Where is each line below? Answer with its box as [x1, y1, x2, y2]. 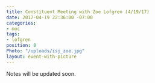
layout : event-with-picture [6, 54, 77, 60]
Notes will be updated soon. [6, 70, 76, 77]
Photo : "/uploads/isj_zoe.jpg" [6, 48, 85, 54]
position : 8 [6, 43, 36, 49]
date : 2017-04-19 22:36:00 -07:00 [6, 14, 93, 20]
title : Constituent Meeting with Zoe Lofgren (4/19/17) [6, 8, 150, 15]
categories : [6, 20, 36, 26]
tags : [6, 31, 20, 37]
